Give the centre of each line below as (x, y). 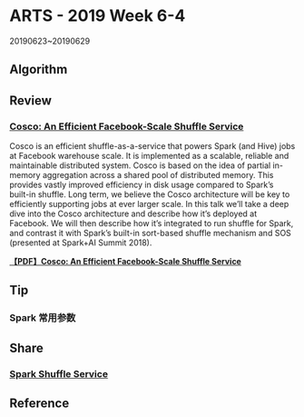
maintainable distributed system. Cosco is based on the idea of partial (140, 165)
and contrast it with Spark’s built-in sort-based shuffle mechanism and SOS (151, 233)
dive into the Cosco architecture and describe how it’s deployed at (133, 213)
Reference (39, 404)
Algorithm (39, 69)
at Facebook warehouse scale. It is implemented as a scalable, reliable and (149, 156)
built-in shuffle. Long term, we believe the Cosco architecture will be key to (150, 194)
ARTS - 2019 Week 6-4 (98, 16)
